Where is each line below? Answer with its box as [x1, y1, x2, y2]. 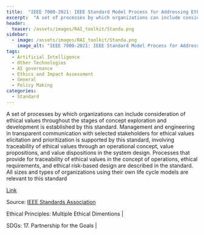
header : [6, 20, 26, 26]
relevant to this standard [6, 174, 67, 182]
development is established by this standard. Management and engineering [6, 123, 195, 131]
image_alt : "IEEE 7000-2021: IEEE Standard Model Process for [17, 43, 178, 49]
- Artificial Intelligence [12, 54, 80, 60]
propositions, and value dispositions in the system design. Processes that [6, 149, 190, 156]
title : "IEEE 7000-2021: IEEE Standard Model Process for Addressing [6, 9, 189, 15]
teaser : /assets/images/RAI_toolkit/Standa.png [12, 26, 135, 32]
